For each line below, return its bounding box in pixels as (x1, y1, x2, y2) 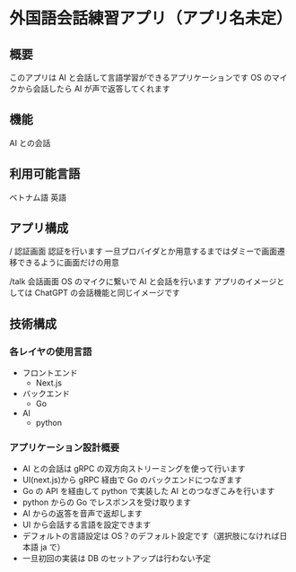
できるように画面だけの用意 (16, 257, 119, 268)
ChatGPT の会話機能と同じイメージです (34, 288, 181, 299)
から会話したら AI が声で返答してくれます (16, 83, 170, 94)
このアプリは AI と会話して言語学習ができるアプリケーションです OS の (9, 73, 272, 82)
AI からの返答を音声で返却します (22, 508, 144, 519)
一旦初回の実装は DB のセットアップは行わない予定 (22, 553, 211, 564)
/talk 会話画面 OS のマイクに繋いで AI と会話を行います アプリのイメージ (9, 276, 277, 287)
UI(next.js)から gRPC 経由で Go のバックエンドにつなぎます (22, 474, 242, 485)
